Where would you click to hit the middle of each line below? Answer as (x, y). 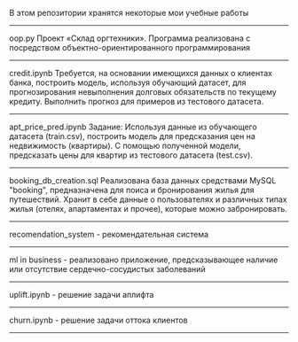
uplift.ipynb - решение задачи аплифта (82, 295)
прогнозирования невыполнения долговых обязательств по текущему (143, 92)
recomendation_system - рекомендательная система (109, 234)
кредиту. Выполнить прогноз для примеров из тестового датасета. (137, 101)
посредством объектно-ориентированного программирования (130, 47)
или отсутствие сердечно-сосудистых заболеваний (107, 269)
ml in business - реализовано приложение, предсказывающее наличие (144, 260)
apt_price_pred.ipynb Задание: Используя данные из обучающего (133, 127)
